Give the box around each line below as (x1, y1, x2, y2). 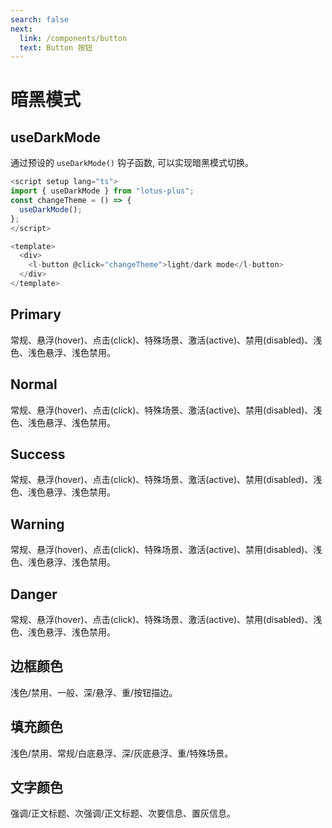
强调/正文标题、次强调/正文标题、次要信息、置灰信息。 (10, 807, 237, 820)
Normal (10, 376, 58, 393)
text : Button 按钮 (19, 42, 93, 53)
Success (10, 446, 66, 463)
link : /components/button (19, 33, 128, 43)
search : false (10, 14, 70, 25)
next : (10, 24, 33, 34)
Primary (10, 306, 62, 323)
